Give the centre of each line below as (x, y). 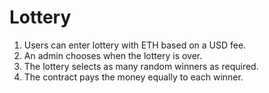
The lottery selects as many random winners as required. (141, 66)
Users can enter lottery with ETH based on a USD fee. (135, 45)
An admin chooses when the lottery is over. (113, 55)
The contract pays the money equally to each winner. (133, 77)
